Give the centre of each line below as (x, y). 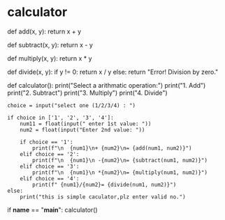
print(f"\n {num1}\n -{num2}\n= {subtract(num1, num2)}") (120, 160)
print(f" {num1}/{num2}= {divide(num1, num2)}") (104, 184)
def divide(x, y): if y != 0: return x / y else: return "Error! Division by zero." (113, 72)
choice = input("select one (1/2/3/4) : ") (72, 105)
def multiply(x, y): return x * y (50, 58)
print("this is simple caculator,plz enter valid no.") (103, 197)
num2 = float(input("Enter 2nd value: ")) (82, 129)
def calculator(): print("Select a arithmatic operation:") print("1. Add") (107, 85)
